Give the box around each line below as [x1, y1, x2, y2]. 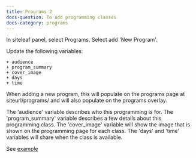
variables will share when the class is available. [6, 134, 123, 141]
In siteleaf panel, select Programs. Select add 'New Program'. [6, 36, 158, 44]
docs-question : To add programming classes [6, 14, 117, 20]
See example [6, 145, 38, 153]
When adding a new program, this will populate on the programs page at [6, 91, 185, 98]
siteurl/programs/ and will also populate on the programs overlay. [6, 97, 168, 104]
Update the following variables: [6, 48, 83, 55]
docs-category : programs [6, 20, 68, 26]
